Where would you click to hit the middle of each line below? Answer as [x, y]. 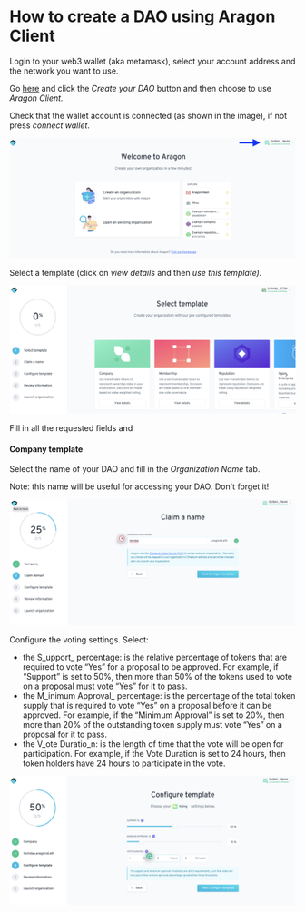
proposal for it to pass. [64, 735]
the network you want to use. [64, 71]
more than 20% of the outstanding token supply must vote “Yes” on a [152, 725]
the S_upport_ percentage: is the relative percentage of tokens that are [155, 657]
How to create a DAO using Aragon [143, 17]
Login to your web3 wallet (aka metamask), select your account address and [152, 61]
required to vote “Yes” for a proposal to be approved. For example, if [150, 667]
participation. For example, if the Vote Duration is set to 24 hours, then [154, 754]
